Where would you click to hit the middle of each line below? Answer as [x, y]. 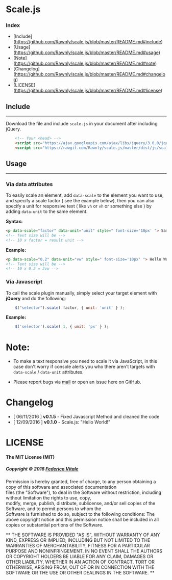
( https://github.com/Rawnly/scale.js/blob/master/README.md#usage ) [87, 52]
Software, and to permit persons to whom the [54, 509]
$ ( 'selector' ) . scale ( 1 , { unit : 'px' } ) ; [62, 327]
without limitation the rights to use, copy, [48, 497]
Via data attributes [29, 184]
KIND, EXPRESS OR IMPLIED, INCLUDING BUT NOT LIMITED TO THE [78, 540]
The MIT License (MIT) [30, 457]
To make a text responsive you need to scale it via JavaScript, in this [85, 361]
